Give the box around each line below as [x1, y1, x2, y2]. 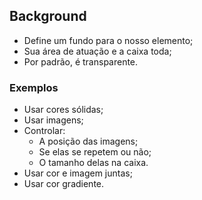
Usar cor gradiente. [23, 178, 105, 190]
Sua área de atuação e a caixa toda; [23, 45, 172, 57]
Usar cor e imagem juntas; [23, 167, 133, 179]
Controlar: [23, 125, 66, 137]
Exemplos [9, 80, 59, 94]
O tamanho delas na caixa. [38, 157, 149, 169]
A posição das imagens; [38, 135, 139, 148]
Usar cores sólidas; [23, 104, 104, 116]
